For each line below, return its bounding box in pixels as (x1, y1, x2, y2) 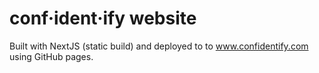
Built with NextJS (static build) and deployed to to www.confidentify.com (9, 40, 309, 52)
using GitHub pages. (9, 50, 94, 62)
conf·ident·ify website (9, 7, 197, 30)
